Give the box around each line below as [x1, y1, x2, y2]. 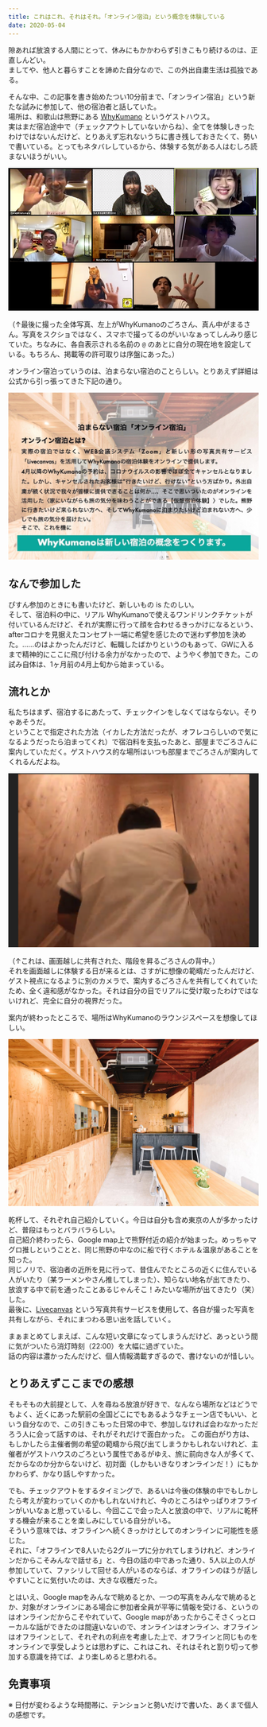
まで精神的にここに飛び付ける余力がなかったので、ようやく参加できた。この [8, 649, 259, 659]
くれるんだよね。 [8, 757, 64, 766]
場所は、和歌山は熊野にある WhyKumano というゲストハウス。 [8, 111, 215, 121]
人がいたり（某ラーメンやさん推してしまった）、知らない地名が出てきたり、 [8, 1275, 254, 1284]
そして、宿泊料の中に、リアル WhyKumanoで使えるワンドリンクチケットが [8, 609, 253, 619]
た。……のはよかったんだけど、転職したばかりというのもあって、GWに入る [8, 639, 254, 649]
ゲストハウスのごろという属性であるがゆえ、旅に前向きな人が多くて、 [29, 1449, 258, 1458]
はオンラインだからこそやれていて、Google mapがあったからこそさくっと [8, 1612, 250, 1621]
